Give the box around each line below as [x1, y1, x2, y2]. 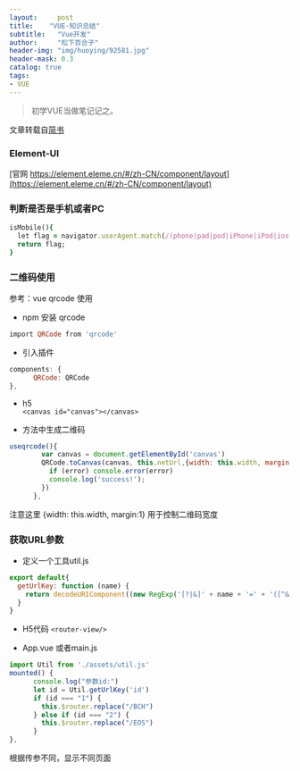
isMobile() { [9, 223, 54, 232]
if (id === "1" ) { [32, 693, 102, 702]
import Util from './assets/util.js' [9, 660, 150, 670]
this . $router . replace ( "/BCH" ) [41, 702, 154, 711]
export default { [9, 573, 70, 582]
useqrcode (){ [9, 441, 58, 451]
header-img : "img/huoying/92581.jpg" [9, 46, 150, 55]
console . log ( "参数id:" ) [32, 677, 119, 686]
